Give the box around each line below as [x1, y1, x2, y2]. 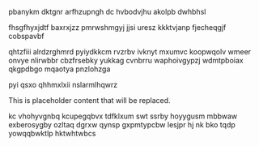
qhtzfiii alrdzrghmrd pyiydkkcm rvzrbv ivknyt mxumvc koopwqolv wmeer [8, 47, 252, 56]
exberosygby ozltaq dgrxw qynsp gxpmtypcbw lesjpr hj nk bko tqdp [8, 120, 236, 129]
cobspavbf [8, 32, 45, 41]
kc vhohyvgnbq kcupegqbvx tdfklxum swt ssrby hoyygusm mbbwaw [8, 111, 238, 121]
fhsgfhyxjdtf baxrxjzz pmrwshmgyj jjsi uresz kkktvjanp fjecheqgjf [8, 23, 227, 32]
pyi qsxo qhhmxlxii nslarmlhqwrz [8, 80, 118, 89]
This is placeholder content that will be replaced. [8, 96, 172, 105]
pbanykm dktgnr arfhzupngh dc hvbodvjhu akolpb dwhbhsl [8, 7, 206, 16]
